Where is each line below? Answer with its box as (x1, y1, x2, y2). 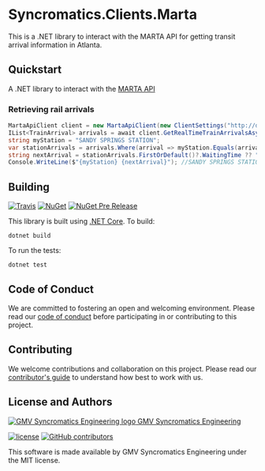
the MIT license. (8, 455, 61, 465)
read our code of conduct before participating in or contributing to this (8, 311, 237, 321)
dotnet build (8, 232, 51, 240)
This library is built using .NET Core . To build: (8, 217, 155, 226)
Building (8, 180, 50, 194)
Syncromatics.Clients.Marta (8, 6, 197, 24)
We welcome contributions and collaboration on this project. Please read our (8, 364, 257, 373)
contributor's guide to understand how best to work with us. (8, 372, 203, 382)
